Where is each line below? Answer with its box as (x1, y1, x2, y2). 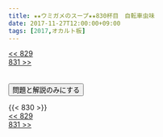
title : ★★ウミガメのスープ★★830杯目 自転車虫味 (8, 11, 155, 20)
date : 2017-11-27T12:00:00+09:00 (8, 19, 121, 27)
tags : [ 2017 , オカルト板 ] (8, 27, 86, 35)
